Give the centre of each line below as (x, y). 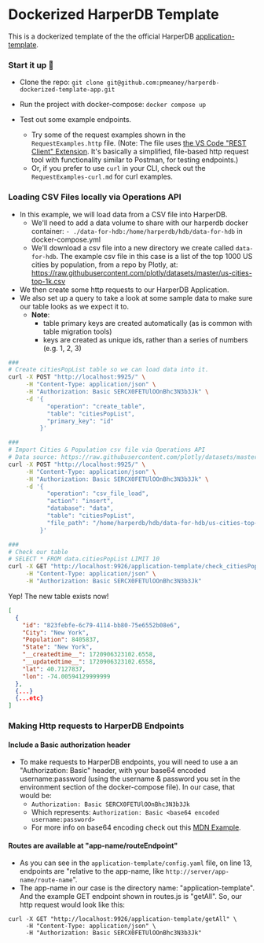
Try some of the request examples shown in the (108, 135)
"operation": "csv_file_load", (98, 494)
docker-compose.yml (66, 239)
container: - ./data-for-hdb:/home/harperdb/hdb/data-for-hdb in (137, 231)
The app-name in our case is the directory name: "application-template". (137, 888)
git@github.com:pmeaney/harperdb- (163, 83)
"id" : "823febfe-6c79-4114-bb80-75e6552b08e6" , (101, 625)
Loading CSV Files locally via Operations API (95, 197)
